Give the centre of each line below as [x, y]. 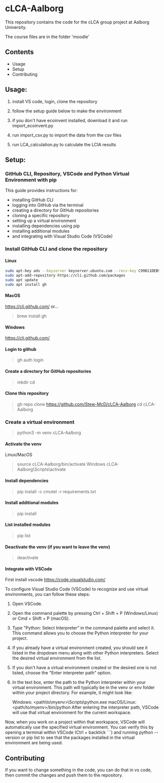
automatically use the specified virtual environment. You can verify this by [79, 727]
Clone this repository [27, 393]
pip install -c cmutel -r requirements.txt [56, 491]
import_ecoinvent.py [33, 126]
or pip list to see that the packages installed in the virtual [78, 738]
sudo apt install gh [26, 284]
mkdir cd [26, 382]
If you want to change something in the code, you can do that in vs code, [79, 770]
